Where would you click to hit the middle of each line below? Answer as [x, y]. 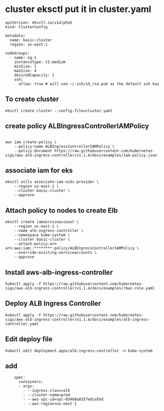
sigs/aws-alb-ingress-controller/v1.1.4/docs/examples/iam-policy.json [81, 155]
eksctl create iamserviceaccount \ [42, 222]
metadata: [15, 36]
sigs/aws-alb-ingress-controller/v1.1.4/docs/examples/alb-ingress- [78, 319]
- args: [26, 386]
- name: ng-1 [23, 58]
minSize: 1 [25, 66]
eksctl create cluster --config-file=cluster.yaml [59, 111]
